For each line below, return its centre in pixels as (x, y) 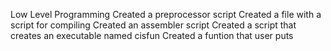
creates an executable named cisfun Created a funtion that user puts (152, 35)
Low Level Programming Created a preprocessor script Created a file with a (166, 14)
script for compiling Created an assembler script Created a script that (153, 25)
